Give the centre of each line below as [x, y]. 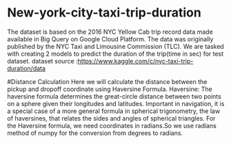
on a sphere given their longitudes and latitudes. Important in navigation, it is [116, 103]
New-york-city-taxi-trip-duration [104, 13]
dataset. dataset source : [42, 61]
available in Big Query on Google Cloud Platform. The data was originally [110, 39]
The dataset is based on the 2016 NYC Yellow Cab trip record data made [110, 32]
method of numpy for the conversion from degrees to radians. [95, 133]
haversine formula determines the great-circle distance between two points [114, 96]
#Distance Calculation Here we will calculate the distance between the [107, 81]
